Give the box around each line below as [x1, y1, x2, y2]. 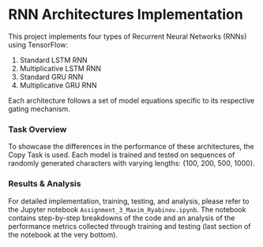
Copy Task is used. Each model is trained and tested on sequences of [8, 150, 235, 159]
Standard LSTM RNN [19, 55, 88, 65]
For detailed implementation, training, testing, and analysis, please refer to [8, 196, 250, 206]
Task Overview [8, 124, 67, 135]
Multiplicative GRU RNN [19, 80, 97, 90]
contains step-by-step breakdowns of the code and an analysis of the [8, 213, 235, 223]
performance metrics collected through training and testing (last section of [8, 221, 251, 230]
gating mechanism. [8, 104, 71, 114]
